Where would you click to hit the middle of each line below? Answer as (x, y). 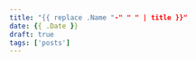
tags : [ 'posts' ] (40, 43)
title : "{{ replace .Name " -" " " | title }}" (98, 17)
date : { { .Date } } (44, 26)
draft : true (32, 34)
